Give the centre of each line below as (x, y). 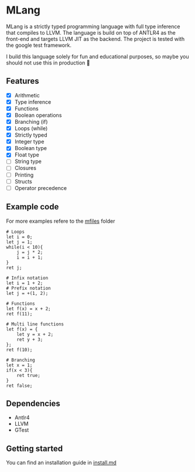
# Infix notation (27, 278)
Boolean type (30, 148)
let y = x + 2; (35, 334)
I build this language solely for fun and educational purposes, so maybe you (97, 56)
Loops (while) (31, 128)
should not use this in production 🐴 (48, 63)
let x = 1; (19, 365)
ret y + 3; (30, 339)
